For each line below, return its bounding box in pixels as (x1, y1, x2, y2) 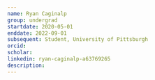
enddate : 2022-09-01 (7, 29, 68, 37)
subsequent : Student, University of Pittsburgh (7, 36, 149, 43)
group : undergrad (7, 17, 58, 24)
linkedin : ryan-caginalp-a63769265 (7, 56, 111, 63)
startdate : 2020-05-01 (7, 23, 73, 30)
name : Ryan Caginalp (7, 10, 68, 17)
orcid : (7, 42, 27, 49)
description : (7, 62, 45, 69)
